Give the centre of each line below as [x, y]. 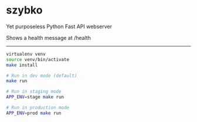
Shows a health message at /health [48, 38]
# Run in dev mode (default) [42, 76]
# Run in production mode [38, 108]
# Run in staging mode [34, 91]
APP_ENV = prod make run [34, 113]
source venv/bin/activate [38, 59]
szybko [24, 10]
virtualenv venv [26, 54]
